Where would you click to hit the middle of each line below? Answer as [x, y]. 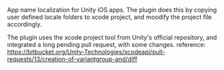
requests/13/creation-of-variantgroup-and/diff [72, 59]
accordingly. [25, 24]
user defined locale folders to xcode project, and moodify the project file [110, 17]
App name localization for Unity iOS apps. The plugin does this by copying [112, 10]
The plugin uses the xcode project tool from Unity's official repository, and [112, 37]
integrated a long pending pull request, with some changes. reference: [107, 45]
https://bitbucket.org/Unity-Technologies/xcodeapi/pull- [86, 52]
